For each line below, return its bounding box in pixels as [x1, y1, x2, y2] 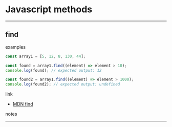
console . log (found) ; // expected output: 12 [5, 68, 102, 73]
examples [5, 44, 26, 50]
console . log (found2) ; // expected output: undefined [5, 82, 120, 87]
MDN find [12, 101, 33, 107]
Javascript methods [5, 4, 93, 15]
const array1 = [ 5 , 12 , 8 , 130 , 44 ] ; [5, 54, 86, 59]
